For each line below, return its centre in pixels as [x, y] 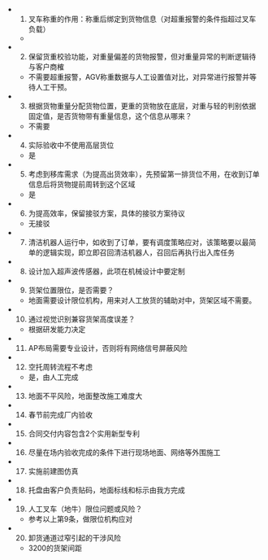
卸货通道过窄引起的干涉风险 [75, 538]
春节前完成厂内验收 [61, 415]
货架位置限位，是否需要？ [71, 290]
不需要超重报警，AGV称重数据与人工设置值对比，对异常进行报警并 [139, 77]
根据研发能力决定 [57, 329]
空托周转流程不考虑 [61, 367]
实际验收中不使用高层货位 [71, 145]
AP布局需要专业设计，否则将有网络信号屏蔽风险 [108, 348]
